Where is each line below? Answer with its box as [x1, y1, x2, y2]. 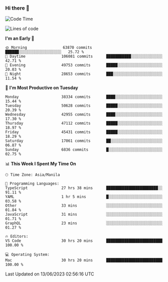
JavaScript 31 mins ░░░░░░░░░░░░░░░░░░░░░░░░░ [5, 212, 163, 217]
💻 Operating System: [5, 252, 50, 257]
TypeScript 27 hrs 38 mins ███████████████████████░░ [5, 185, 163, 191]
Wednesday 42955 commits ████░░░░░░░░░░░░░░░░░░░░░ [5, 112, 163, 117]
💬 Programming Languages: [5, 181, 59, 186]
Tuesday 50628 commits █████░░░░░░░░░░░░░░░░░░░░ [5, 103, 163, 109]
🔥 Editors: [5, 234, 29, 239]
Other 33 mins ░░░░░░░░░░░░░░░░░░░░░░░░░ [5, 203, 163, 208]
